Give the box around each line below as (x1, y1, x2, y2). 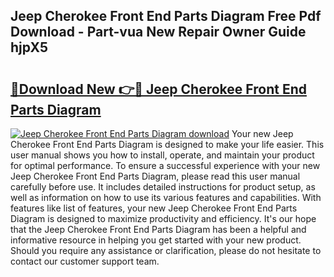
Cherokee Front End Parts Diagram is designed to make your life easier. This (10, 139, 325, 150)
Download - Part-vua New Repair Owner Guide (10, 24, 307, 41)
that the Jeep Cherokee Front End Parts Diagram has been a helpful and (10, 224, 307, 235)
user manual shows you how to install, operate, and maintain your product (10, 149, 315, 161)
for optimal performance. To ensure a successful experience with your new (10, 160, 321, 171)
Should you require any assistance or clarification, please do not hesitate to (10, 245, 322, 256)
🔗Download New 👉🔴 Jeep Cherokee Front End (10, 80, 307, 98)
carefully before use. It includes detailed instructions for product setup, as (10, 181, 316, 193)
